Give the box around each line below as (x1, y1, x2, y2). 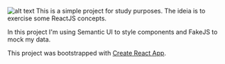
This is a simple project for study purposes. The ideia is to (35, 7, 206, 15)
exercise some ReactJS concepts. (7, 14, 107, 23)
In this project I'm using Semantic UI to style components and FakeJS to (7, 28, 218, 36)
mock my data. (7, 35, 51, 44)
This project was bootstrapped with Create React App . (7, 49, 167, 57)
